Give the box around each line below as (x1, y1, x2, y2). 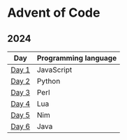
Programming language (36, 54, 117, 63)
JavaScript (36, 65, 73, 75)
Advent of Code (7, 5, 100, 21)
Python (36, 77, 61, 86)
